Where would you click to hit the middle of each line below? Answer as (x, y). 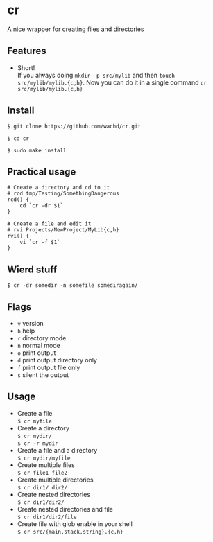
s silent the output (43, 375)
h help (26, 331)
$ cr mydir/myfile (44, 458)
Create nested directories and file (65, 509)
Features (27, 51)
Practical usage (42, 172)
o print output (36, 353)
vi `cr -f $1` (40, 242)
